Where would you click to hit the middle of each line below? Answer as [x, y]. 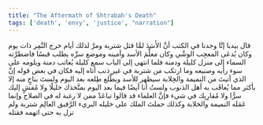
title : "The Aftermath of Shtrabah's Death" [82, 15]
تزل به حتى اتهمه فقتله [41, 112]
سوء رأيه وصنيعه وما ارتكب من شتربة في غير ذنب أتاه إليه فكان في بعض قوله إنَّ [125, 70]
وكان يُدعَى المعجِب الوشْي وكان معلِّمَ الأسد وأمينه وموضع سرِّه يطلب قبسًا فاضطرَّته [130, 53]
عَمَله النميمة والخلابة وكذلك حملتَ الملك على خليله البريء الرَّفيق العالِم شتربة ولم [127, 104]
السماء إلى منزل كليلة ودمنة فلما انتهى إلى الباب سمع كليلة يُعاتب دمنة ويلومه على [127, 62]
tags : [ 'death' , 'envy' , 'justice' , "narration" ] [91, 23]
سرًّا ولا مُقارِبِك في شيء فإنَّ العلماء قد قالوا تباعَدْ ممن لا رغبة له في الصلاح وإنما [125, 95]
